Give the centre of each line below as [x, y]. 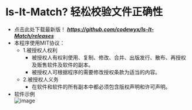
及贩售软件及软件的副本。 [63, 64]
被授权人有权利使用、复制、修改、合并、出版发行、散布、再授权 [109, 57]
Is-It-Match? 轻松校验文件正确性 [84, 12]
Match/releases [34, 36]
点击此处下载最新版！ [40, 29]
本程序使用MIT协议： [39, 43]
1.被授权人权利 [40, 50]
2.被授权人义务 [41, 79]
